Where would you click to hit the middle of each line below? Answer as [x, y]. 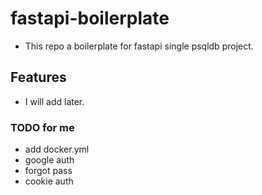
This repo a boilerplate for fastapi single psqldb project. [139, 46]
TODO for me [42, 127]
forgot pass [48, 171]
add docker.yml [57, 149]
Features [38, 77]
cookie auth [49, 181]
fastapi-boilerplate [90, 18]
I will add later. [54, 101]
